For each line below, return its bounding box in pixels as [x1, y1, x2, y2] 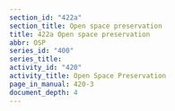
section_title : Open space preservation [9, 21, 163, 30]
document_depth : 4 [9, 88, 78, 97]
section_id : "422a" [9, 13, 83, 22]
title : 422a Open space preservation [9, 30, 151, 38]
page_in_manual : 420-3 [9, 80, 94, 89]
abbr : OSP [9, 38, 47, 47]
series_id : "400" [9, 47, 74, 55]
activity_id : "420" [9, 64, 83, 73]
